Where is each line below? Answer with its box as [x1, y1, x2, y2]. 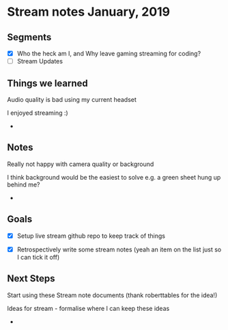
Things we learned [7, 77, 89, 89]
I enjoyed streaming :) [7, 109, 68, 117]
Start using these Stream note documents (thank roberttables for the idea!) [7, 291, 218, 299]
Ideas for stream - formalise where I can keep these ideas [7, 304, 170, 312]
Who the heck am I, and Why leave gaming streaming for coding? [16, 49, 201, 57]
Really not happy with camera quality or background [7, 160, 154, 168]
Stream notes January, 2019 [7, 4, 171, 20]
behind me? [7, 180, 40, 189]
